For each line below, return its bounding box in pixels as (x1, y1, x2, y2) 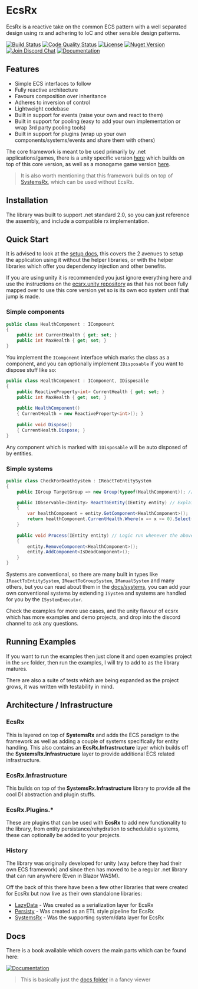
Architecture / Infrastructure (6, 700, 113, 710)
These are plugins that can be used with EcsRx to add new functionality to (6, 819, 187, 826)
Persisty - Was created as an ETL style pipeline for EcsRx (14, 908, 154, 915)
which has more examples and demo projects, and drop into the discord (6, 614, 181, 621)
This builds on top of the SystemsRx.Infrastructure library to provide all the (6, 784, 191, 792)
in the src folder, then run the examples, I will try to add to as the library (6, 659, 180, 666)
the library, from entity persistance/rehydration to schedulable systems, (6, 825, 180, 832)
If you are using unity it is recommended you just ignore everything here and (6, 274, 192, 281)
